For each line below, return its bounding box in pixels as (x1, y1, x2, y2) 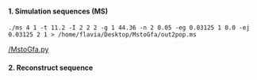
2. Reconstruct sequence (8, 63, 94, 72)
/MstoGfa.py (8, 44, 49, 55)
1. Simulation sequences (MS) (8, 6, 109, 16)
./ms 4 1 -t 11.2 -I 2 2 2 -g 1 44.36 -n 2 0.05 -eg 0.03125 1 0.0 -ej (8, 24, 250, 32)
